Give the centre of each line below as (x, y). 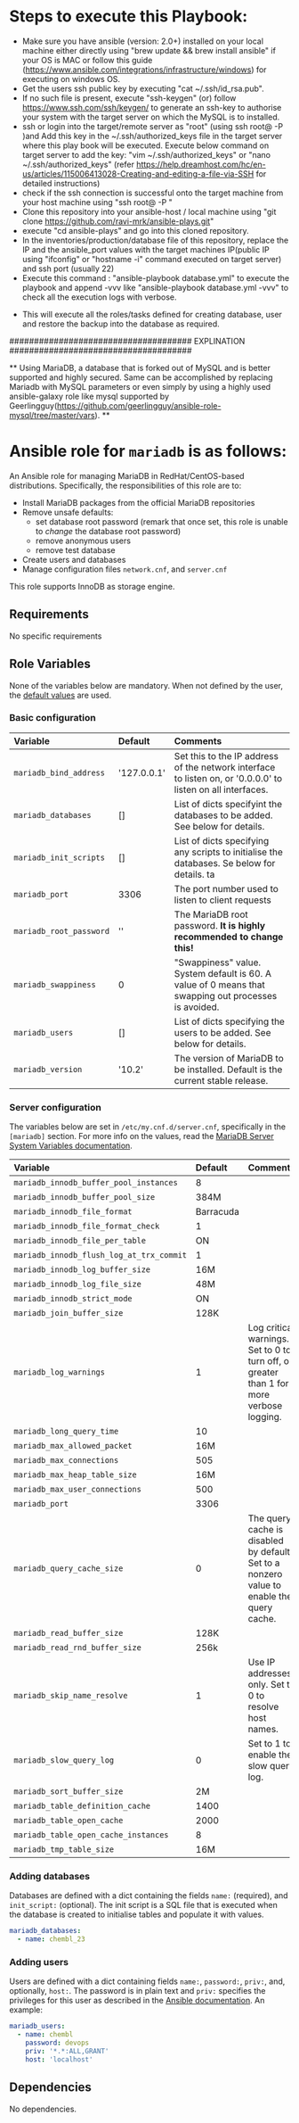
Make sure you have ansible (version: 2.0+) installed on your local (143, 41)
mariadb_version (48, 1069)
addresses (270, 1673)
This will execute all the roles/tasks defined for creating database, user (152, 314)
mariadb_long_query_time (66, 1432)
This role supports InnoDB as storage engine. (92, 586)
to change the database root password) (108, 531)
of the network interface (225, 767)
